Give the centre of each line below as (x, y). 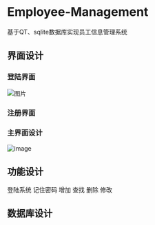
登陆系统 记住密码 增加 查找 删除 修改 (60, 189)
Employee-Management (78, 12)
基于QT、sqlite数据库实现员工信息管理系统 (67, 32)
